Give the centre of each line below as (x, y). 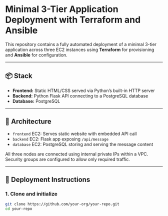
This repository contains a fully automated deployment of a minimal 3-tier (81, 44)
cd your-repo (19, 209)
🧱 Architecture (28, 122)
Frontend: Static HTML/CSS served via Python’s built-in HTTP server (83, 90)
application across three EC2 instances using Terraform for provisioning (80, 49)
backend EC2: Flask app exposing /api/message (60, 139)
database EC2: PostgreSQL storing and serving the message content (83, 144)
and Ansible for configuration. (36, 55)
